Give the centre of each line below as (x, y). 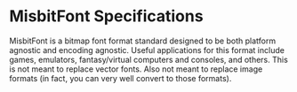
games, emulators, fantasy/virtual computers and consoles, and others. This (149, 59)
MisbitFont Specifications (106, 16)
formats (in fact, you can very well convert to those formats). (120, 78)
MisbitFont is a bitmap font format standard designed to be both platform (143, 41)
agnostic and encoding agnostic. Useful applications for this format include (147, 50)
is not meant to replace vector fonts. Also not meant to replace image (136, 69)
